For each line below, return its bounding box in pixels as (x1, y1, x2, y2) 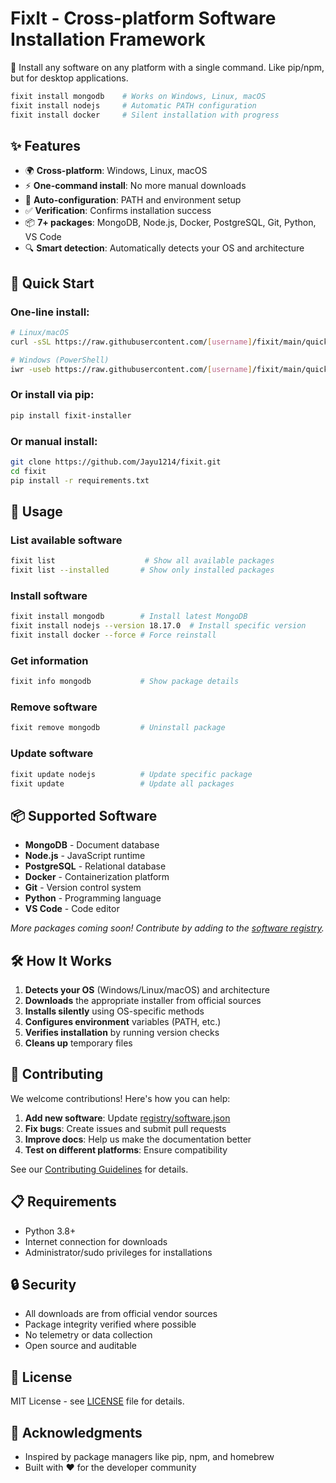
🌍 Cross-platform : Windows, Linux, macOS (24, 165, 208, 177)
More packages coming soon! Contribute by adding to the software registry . (10, 922, 325, 934)
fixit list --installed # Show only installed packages (10, 565, 275, 576)
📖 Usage (10, 503, 63, 521)
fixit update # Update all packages (10, 778, 235, 789)
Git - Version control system (24, 882, 142, 894)
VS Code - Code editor (24, 903, 120, 915)
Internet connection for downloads (24, 1235, 168, 1247)
